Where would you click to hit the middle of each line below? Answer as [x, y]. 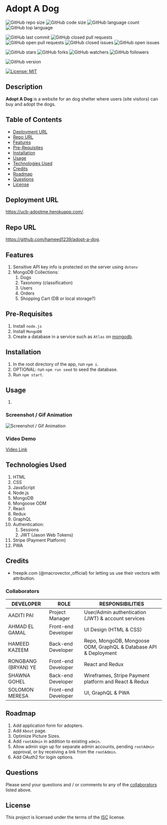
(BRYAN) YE [22, 667]
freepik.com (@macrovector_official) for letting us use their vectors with [86, 573]
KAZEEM [18, 650]
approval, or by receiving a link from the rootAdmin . [65, 752]
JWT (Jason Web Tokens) [47, 535]
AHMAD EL [21, 626]
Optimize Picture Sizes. [37, 736]
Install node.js [27, 326]
